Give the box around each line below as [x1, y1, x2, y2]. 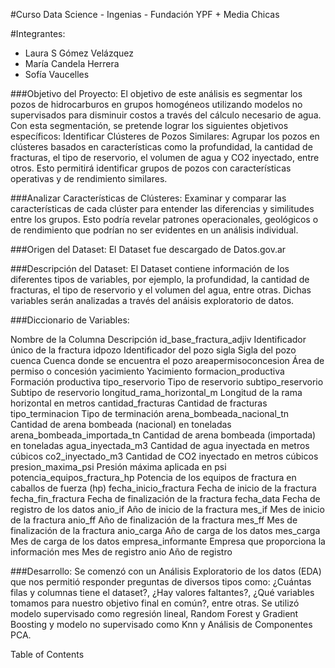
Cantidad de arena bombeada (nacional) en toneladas [10, 419, 232, 430]
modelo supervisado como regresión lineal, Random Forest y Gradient [10, 608, 299, 619]
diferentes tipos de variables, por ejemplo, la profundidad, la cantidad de [10, 274, 310, 285]
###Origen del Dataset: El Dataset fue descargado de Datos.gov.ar [10, 244, 287, 255]
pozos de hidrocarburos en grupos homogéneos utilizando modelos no [10, 99, 303, 110]
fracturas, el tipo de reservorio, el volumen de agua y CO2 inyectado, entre [10, 152, 320, 163]
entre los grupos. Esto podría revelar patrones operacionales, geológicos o [10, 214, 319, 225]
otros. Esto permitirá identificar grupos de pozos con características [10, 162, 292, 174]
